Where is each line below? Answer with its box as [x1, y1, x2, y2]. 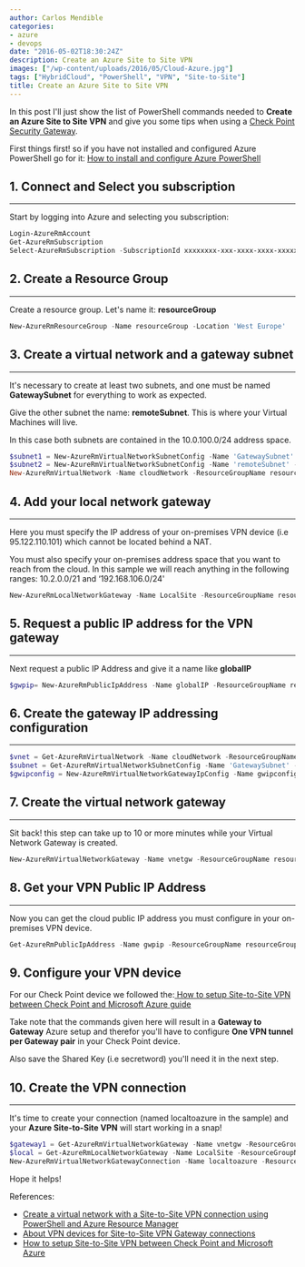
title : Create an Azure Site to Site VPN [9, 81, 169, 90]
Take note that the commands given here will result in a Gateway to [9, 1017, 262, 1028]
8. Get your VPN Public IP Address [9, 880, 207, 896]
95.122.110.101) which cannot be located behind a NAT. [9, 536, 212, 547]
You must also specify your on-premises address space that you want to [9, 554, 281, 564]
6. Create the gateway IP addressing [9, 705, 219, 721]
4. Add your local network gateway [9, 493, 212, 510]
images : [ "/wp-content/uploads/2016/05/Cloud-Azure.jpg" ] [9, 65, 233, 74]
